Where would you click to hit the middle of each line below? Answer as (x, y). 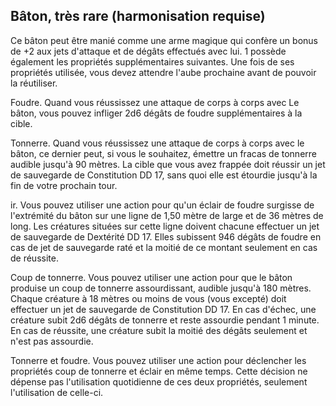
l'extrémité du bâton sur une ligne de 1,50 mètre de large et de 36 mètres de (167, 215)
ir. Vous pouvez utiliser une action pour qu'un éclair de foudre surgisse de (162, 205)
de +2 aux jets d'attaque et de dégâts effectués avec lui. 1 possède (148, 51)
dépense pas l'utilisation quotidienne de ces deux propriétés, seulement (159, 381)
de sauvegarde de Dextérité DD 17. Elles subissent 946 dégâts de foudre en (166, 236)
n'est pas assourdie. (52, 341)
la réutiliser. (34, 83)
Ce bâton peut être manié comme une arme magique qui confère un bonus (164, 40)
